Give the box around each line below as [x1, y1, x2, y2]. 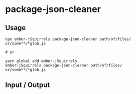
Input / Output [5, 81, 50, 89]
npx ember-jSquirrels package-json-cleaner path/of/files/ [5, 36, 131, 41]
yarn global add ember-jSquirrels [5, 58, 78, 63]
